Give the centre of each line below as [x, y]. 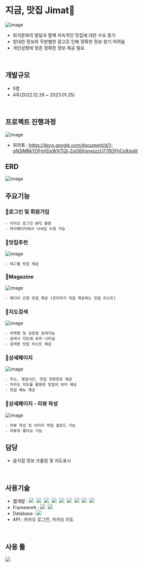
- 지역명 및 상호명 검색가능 [30, 333]
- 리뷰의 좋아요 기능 [24, 431]
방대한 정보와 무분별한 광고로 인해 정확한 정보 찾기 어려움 [69, 42]
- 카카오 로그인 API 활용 [28, 223]
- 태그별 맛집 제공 [22, 264]
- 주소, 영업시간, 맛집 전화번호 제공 [39, 380]
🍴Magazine [20, 277]
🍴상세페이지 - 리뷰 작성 [32, 404]
